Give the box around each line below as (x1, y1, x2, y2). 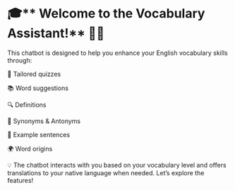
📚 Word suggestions (7, 84, 69, 92)
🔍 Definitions (7, 100, 47, 109)
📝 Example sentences (7, 130, 71, 139)
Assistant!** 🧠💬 (7, 25, 105, 42)
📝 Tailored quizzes (7, 70, 61, 78)
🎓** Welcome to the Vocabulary (7, 6, 205, 22)
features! (7, 176, 34, 184)
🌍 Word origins (7, 144, 53, 153)
